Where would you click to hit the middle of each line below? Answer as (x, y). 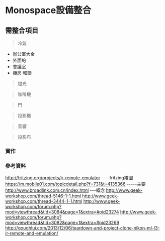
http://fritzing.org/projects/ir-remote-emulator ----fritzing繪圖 (69, 178)
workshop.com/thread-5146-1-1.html (43, 196)
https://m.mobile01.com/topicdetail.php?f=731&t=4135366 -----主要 (75, 184)
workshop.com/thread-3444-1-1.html (44, 201)
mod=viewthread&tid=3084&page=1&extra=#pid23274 (62, 212)
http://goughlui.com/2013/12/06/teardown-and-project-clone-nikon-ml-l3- (82, 228)
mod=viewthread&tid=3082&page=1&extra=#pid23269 (62, 223)
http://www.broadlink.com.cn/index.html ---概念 (55, 190)
